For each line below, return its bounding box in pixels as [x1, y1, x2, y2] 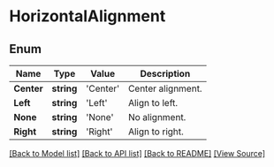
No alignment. [127, 111, 186, 123]
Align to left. [127, 97, 179, 109]
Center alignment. [127, 82, 202, 95]
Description [140, 68, 191, 80]
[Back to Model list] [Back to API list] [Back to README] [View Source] [9, 148, 266, 158]
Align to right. [127, 125, 184, 138]
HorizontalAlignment [9, 6, 166, 27]
